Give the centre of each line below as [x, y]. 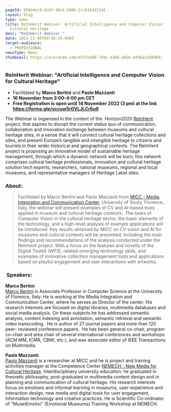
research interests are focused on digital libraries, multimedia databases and [85, 308]
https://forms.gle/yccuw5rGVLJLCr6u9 [56, 109]
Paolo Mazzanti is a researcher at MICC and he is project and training [78, 361]
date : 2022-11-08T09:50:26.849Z [39, 39]
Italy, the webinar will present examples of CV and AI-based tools [86, 208]
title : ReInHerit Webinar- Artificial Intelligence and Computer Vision [84, 24]
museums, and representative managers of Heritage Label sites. [73, 172]
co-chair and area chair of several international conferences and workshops [85, 335]
